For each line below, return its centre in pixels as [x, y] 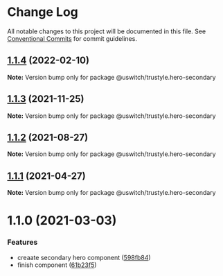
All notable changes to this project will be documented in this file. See [107, 31]
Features [23, 242]
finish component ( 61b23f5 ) [57, 265]
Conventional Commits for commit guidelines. [72, 38]
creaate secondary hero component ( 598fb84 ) [84, 257]
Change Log [43, 12]
